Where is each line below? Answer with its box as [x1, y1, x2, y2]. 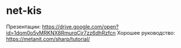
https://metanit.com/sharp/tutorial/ [6, 35, 90, 42]
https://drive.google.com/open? [42, 23, 119, 30]
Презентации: [6, 23, 41, 30]
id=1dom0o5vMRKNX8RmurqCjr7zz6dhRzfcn [6, 29, 116, 36]
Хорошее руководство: [116, 29, 175, 36]
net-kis [6, 4, 42, 17]
